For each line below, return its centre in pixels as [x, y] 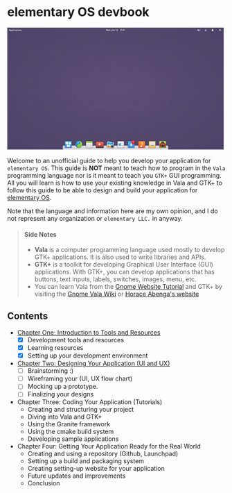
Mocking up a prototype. [63, 387]
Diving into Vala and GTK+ [65, 417]
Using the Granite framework [69, 424]
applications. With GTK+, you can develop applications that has [124, 272]
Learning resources [55, 348]
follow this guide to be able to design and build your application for [102, 190]
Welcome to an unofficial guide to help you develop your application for [109, 160]
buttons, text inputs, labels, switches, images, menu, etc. [115, 279]
